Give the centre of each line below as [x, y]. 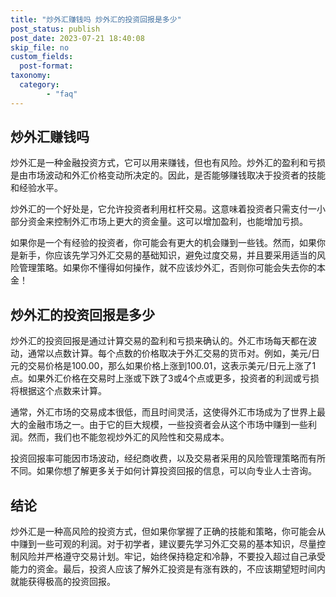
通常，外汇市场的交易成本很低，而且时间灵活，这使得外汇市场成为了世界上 [163, 412]
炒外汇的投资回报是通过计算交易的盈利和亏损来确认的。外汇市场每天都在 [159, 341]
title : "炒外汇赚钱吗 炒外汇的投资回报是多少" [96, 19]
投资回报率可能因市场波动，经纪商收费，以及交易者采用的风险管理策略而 [159, 458]
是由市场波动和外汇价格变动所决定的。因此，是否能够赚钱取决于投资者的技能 [168, 175]
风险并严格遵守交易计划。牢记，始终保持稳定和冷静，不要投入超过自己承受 [172, 557]
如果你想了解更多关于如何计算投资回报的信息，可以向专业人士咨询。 [176, 471]
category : [39, 85]
